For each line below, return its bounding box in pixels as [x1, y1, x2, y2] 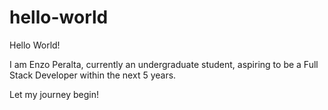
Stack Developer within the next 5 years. [9, 69, 177, 81]
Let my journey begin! [9, 88, 99, 100]
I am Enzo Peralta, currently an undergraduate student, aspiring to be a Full [9, 58, 319, 70]
